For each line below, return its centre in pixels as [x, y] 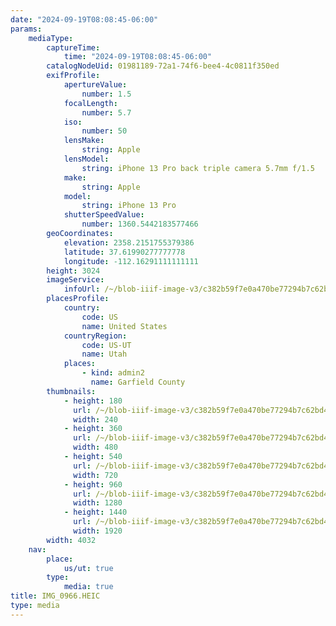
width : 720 [95, 475]
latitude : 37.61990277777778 [124, 252]
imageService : [75, 280]
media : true [88, 587]
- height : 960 [93, 484]
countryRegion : [95, 336]
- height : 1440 [95, 512]
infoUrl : [82, 289]
